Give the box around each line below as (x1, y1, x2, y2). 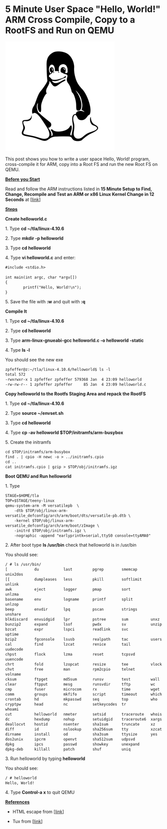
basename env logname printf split (5, 597, 133, 602)
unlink (5, 582, 19, 587)
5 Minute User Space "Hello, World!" (5, 3, 161, 15)
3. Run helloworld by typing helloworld (5, 756, 85, 762)
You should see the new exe (5, 356, 63, 363)
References (5, 799, 30, 805)
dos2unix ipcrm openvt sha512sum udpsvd (5, 737, 135, 742)
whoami (5, 707, 19, 712)
